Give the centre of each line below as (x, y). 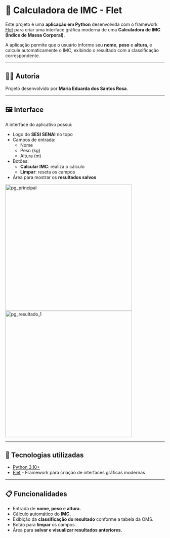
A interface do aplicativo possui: (39, 124)
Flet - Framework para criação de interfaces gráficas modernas (79, 473)
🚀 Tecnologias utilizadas (45, 455)
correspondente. (23, 56)
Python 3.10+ (26, 467)
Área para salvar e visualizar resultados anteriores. (67, 530)
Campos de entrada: (34, 140)
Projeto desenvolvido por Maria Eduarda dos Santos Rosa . (67, 88)
